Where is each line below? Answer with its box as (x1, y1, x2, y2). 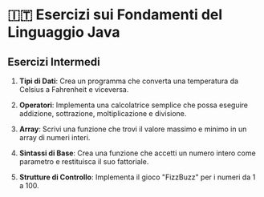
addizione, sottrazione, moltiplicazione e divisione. (18, 109, 187, 118)
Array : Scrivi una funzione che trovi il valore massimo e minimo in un (18, 124, 247, 134)
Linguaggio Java (7, 23, 120, 42)
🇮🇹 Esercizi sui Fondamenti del (7, 6, 223, 24)
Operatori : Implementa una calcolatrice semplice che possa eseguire (18, 100, 249, 110)
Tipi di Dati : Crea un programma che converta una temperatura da (18, 76, 238, 86)
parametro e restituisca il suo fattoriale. (18, 157, 149, 166)
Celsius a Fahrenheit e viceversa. (18, 85, 129, 94)
